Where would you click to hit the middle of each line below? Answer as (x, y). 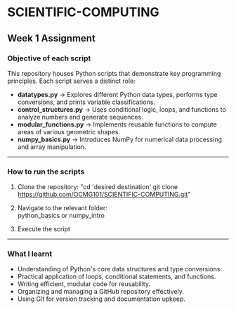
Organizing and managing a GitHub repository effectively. (100, 292)
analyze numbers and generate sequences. (80, 117)
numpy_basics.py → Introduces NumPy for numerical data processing (120, 139)
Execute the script (44, 229)
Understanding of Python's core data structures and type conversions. (120, 269)
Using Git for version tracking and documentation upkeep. (101, 299)
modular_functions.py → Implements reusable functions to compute (117, 124)
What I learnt (30, 254)
